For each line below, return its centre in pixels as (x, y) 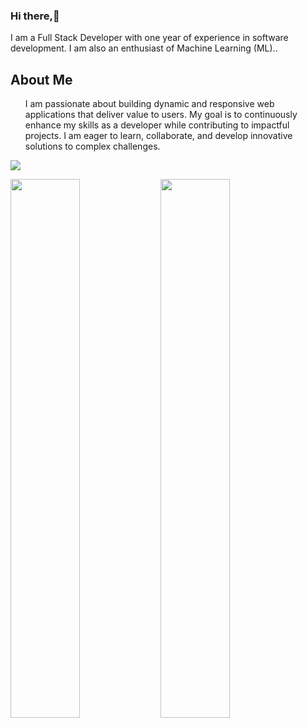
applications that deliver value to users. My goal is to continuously (161, 115)
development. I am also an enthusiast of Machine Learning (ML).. (144, 48)
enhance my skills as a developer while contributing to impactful (157, 125)
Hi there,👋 (35, 16)
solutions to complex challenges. (92, 146)
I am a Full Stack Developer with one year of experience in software (149, 38)
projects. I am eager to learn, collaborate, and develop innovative (158, 136)
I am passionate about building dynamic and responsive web (149, 104)
